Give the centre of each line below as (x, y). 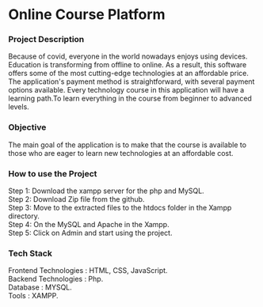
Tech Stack (30, 253)
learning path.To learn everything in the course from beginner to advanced (130, 99)
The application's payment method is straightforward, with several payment (131, 81)
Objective (27, 127)
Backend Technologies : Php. (56, 279)
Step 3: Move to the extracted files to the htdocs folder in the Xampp (120, 208)
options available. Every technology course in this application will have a (126, 90)
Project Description (46, 40)
